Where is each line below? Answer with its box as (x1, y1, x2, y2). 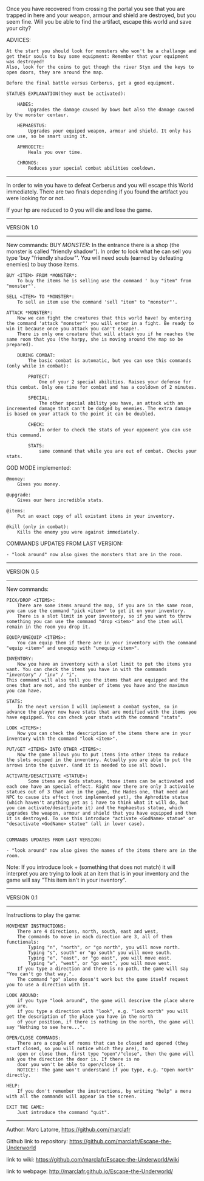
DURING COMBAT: (17, 352, 56, 358)
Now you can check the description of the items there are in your (17, 730, 191, 736)
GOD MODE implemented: (6, 464, 72, 471)
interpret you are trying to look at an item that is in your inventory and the (6, 870, 189, 877)
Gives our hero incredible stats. (17, 497, 104, 503)
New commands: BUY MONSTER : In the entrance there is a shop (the (6, 242, 180, 248)
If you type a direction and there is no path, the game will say (17, 966, 189, 972)
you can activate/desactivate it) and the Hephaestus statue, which (6, 805, 183, 811)
